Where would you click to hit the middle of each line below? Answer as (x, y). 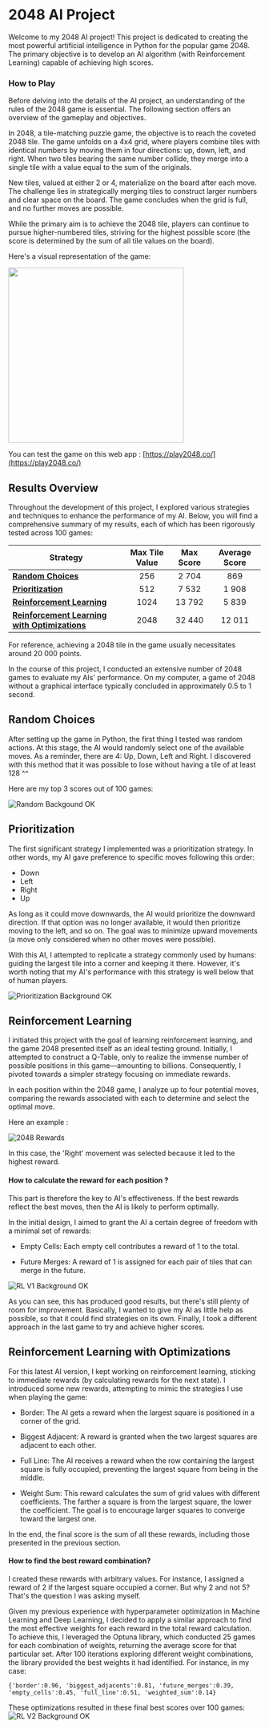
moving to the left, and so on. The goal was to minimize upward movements (133, 930)
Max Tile (147, 553)
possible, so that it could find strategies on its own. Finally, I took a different (133, 1318)
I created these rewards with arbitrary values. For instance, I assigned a (126, 1578)
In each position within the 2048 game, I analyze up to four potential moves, (134, 1090)
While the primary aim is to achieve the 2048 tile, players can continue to (129, 224)
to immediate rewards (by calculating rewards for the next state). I (117, 1380)
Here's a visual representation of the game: (80, 256)
